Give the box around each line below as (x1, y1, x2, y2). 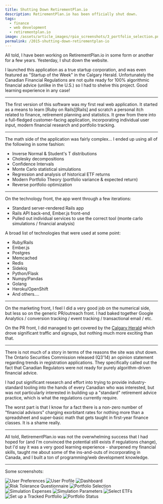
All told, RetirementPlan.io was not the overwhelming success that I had (5, 433, 148, 439)
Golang (12, 281, 27, 287)
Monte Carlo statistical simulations (12, 166, 81, 172)
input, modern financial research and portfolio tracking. (5, 122, 115, 128)
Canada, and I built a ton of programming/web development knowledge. (5, 454, 149, 460)
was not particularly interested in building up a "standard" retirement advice (5, 390, 157, 396)
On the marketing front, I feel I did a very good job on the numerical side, (5, 305, 150, 311)
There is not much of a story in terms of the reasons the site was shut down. (5, 349, 158, 355)
